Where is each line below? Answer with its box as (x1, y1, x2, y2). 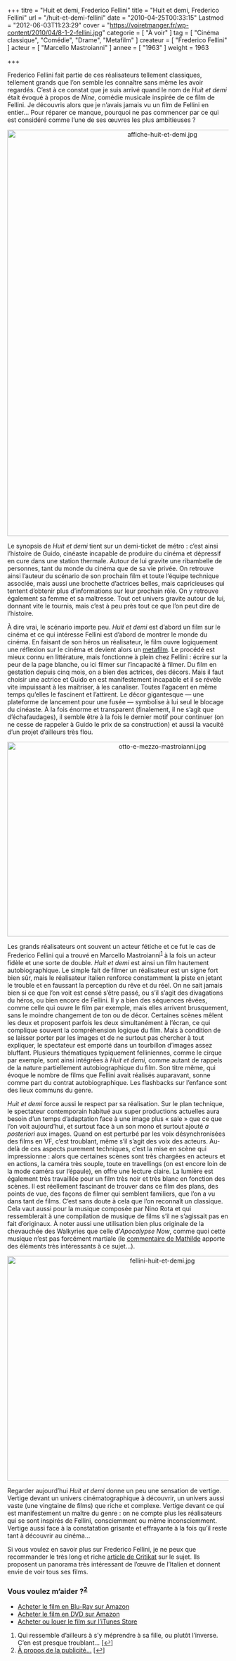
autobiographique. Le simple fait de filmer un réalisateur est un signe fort (7, 966, 218, 974)
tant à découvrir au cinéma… (7, 1531, 91, 1540)
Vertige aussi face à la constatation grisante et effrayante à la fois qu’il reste (7, 1524, 228, 1532)
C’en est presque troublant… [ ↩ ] (17, 1638, 114, 1647)
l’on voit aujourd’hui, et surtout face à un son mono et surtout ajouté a (7, 1122, 209, 1130)
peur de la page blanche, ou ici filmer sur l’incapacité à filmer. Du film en (7, 661, 217, 668)
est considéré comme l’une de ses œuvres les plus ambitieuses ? (7, 116, 196, 124)
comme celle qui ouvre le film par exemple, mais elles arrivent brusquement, (7, 1003, 228, 1012)
